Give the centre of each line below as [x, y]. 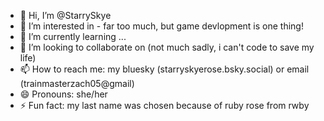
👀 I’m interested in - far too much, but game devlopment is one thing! [161, 26]
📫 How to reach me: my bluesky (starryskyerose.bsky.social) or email [164, 69]
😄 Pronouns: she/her [63, 94]
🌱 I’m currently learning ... [73, 36]
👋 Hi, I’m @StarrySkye [65, 15]
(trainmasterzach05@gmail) [77, 83]
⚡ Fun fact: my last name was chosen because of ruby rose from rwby [164, 105]
